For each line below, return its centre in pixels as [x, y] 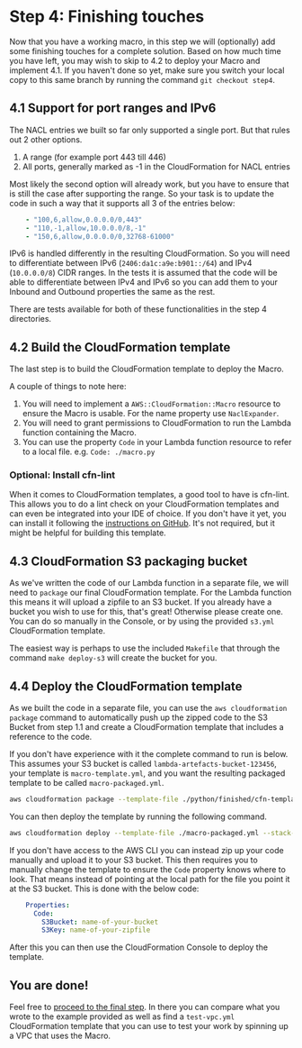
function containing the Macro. [80, 433]
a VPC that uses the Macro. [60, 1036]
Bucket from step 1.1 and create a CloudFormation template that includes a [147, 727]
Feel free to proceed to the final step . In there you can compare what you [145, 1007]
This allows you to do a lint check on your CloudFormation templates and [144, 504]
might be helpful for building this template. [88, 533]
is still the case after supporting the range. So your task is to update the [142, 193]
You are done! [49, 985]
